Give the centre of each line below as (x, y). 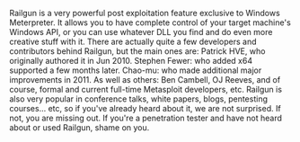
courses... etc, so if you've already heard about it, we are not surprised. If (145, 108)
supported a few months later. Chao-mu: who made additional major (136, 70)
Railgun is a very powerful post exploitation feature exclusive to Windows (145, 13)
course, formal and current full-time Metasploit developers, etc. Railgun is (146, 89)
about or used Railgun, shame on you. (79, 128)
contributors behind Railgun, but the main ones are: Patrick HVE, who (137, 51)
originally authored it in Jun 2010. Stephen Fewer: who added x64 (131, 61)
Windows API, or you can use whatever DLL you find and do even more (141, 32)
